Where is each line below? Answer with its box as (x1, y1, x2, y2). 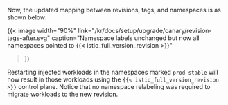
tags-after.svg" (7, 34, 51, 42)
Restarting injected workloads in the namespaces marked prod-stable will (7, 68, 218, 76)
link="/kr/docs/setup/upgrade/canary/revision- (78, 27, 213, 35)
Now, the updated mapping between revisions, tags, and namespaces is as (7, 6, 222, 14)
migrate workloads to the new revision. (7, 90, 119, 98)
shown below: (7, 13, 47, 21)
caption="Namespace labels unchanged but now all (51, 34, 200, 42)
